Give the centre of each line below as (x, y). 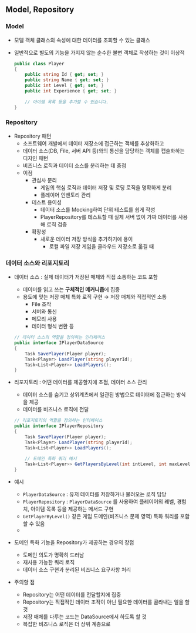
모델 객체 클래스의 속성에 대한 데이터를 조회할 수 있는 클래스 (82, 40)
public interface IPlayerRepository (59, 426)
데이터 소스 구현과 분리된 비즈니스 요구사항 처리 (77, 569)
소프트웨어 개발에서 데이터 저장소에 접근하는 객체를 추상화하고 (93, 143)
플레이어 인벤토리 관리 (65, 195)
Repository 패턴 (33, 136)
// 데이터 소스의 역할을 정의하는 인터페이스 (59, 338)
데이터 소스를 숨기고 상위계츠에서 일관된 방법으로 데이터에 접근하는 (99, 395)
